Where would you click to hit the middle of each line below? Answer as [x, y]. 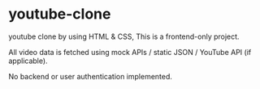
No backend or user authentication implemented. [91, 76]
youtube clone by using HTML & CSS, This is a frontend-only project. [124, 36]
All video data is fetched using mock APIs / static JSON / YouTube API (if [130, 52]
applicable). [28, 61]
